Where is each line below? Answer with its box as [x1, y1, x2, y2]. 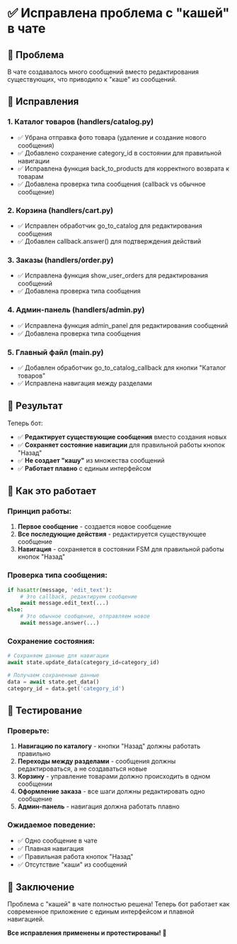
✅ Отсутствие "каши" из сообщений [17, 860, 127, 869]
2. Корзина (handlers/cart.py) [7, 205, 114, 215]
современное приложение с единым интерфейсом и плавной [7, 907, 195, 916]
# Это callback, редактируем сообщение [20, 593, 138, 600]
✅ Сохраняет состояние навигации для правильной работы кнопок [17, 440, 225, 449]
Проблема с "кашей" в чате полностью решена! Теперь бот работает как [7, 900, 230, 909]
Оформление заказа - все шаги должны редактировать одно [17, 787, 205, 796]
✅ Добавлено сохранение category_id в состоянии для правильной [17, 148, 221, 157]
